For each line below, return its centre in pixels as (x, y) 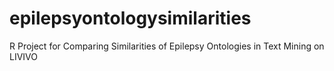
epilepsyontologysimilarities (130, 18)
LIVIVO (23, 56)
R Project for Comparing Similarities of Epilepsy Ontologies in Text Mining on (167, 46)
